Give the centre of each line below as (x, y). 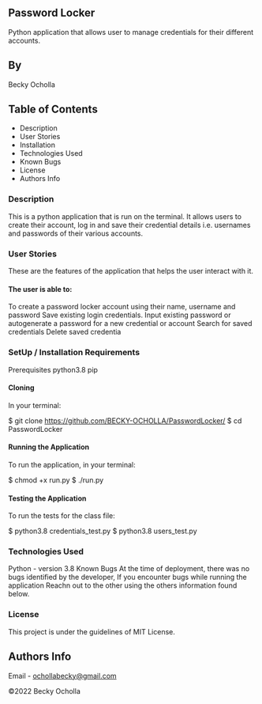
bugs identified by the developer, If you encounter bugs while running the (127, 577)
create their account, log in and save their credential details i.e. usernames (129, 225)
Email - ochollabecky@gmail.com (62, 676)
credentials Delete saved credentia (65, 332)
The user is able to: (40, 289)
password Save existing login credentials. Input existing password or (120, 315)
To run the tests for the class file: (62, 516)
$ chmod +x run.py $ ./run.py (56, 480)
